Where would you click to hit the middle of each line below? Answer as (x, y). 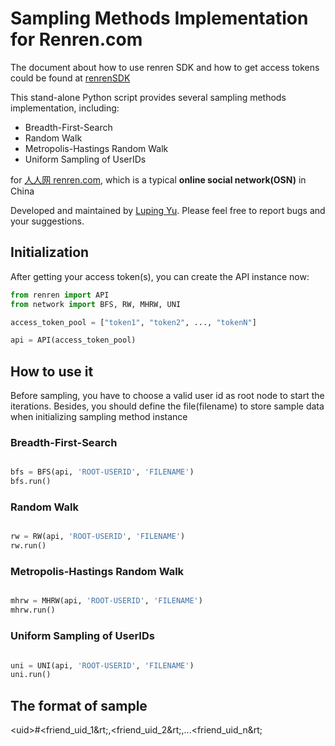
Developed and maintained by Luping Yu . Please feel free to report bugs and (168, 210)
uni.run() (31, 675)
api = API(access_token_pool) (73, 340)
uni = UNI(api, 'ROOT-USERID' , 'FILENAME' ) (102, 665)
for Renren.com (76, 39)
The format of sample (79, 705)
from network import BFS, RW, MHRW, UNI (96, 304)
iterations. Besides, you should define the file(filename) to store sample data (167, 406)
